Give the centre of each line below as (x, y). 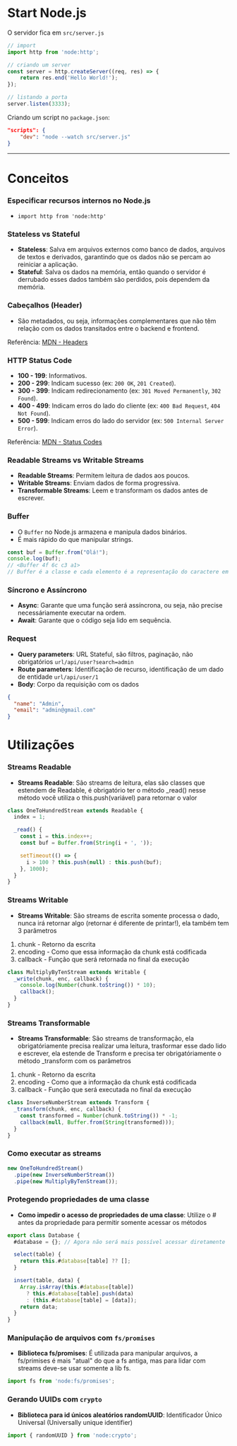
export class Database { (44, 1235)
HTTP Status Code (40, 360)
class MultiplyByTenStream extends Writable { (77, 972)
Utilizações (41, 745)
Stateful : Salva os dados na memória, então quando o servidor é (111, 272)
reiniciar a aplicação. (48, 265)
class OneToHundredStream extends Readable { (75, 810)
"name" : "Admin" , (39, 704)
